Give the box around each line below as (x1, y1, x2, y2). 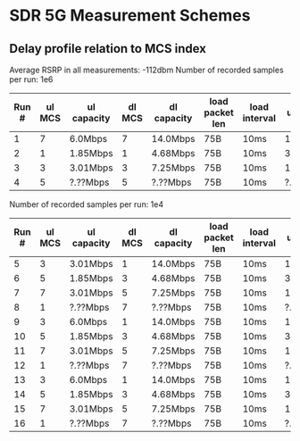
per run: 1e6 (9, 74, 54, 85)
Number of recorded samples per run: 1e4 (9, 199, 164, 210)
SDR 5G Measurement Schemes (9, 5, 251, 26)
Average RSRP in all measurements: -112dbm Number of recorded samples (9, 64, 284, 75)
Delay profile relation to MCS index (9, 41, 207, 56)
